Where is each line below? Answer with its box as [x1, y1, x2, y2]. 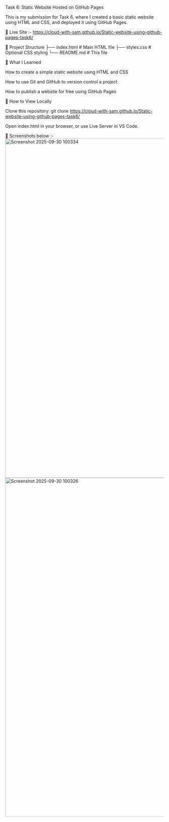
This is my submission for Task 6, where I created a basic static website [5, 14, 154, 20]
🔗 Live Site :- [5, 29, 32, 35]
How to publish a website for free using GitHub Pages [5, 89, 117, 95]
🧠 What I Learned [5, 59, 41, 65]
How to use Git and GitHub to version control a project [5, 79, 118, 85]
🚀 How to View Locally [5, 98, 52, 104]
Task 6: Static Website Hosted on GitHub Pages [5, 5, 104, 10]
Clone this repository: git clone [5, 108, 69, 114]
